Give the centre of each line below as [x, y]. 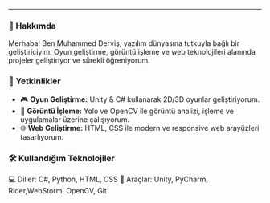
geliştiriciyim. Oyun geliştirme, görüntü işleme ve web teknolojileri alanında [132, 52]
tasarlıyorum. [42, 136]
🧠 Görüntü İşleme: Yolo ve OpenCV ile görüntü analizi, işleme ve [127, 111]
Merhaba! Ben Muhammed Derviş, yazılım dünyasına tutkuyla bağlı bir [124, 43]
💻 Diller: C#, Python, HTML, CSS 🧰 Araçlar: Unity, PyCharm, [108, 179]
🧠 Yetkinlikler [35, 81]
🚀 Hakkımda [32, 26]
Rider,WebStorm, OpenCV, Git [57, 190]
